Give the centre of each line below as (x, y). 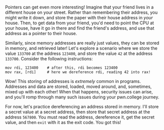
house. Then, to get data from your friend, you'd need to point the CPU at (80, 23)
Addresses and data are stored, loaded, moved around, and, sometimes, (78, 87)
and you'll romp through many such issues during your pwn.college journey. (82, 97)
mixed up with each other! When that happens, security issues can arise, (79, 92)
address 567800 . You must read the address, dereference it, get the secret (80, 117)
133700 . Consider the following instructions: (49, 59)
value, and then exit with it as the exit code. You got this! (63, 122)
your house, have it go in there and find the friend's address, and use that (80, 28)
